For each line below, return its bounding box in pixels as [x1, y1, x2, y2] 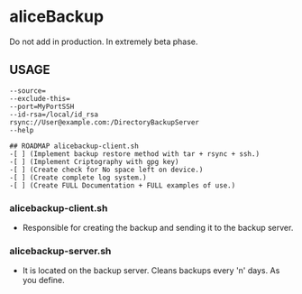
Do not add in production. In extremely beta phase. [9, 36, 198, 47]
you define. [22, 275, 65, 286]
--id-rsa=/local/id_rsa [9, 110, 99, 119]
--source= [9, 86, 47, 96]
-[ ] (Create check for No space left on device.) [9, 165, 204, 174]
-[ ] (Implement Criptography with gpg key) [9, 157, 179, 166]
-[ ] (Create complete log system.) [9, 173, 147, 182]
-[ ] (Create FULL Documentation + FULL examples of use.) [9, 180, 236, 190]
